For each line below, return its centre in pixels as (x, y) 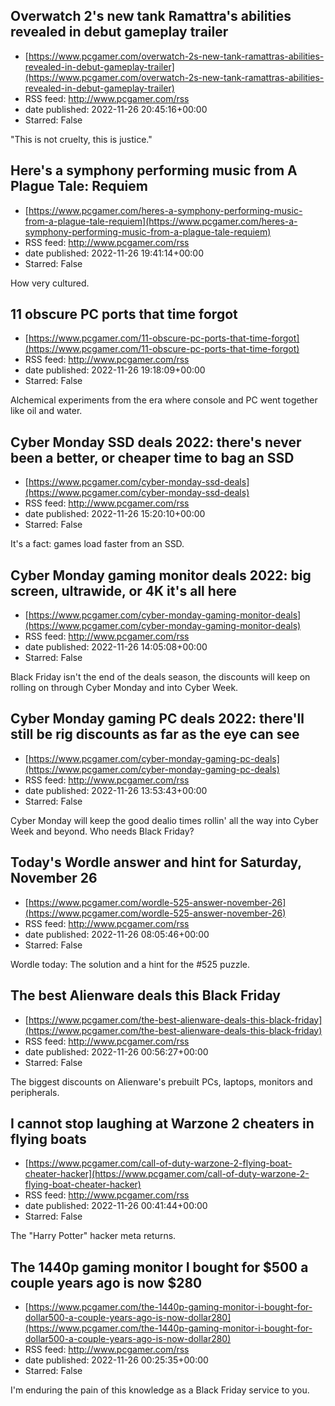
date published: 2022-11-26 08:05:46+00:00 (117, 934)
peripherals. (35, 1092)
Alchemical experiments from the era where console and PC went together (164, 400)
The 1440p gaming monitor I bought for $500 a (159, 1267)
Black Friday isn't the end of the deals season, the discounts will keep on (160, 677)
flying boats (48, 1139)
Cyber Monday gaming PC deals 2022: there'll (157, 719)
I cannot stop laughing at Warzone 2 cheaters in (162, 1123)
